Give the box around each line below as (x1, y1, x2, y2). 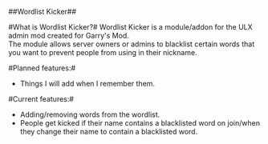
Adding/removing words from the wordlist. (19, 110, 160, 119)
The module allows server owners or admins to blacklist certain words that (8, 39, 255, 49)
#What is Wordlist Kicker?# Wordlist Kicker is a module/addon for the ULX (8, 22, 253, 31)
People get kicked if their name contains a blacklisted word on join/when (19, 118, 261, 127)
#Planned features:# (8, 63, 76, 73)
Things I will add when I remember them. (19, 79, 155, 88)
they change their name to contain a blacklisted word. (19, 127, 198, 136)
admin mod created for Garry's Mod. (8, 31, 130, 40)
